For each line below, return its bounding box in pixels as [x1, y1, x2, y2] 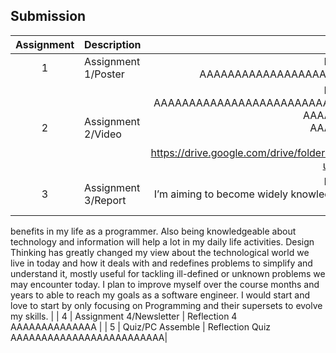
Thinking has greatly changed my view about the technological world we [10, 246, 310, 258]
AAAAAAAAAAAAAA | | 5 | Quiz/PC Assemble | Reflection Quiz [10, 320, 272, 333]
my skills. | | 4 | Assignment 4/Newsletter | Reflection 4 [10, 310, 238, 322]
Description [84, 37, 142, 51]
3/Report [84, 193, 127, 207]
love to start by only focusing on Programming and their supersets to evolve [10, 299, 323, 311]
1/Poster [84, 67, 125, 81]
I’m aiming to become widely [153, 187, 289, 201]
